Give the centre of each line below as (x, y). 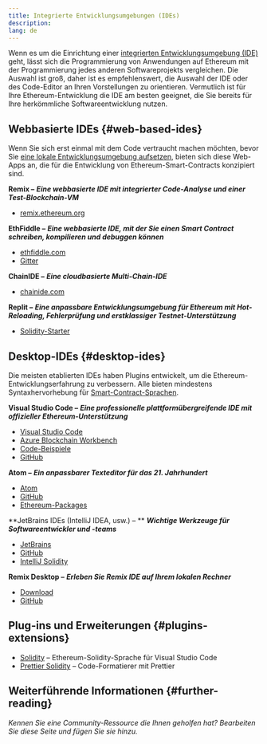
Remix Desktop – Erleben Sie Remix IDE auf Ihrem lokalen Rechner (120, 577)
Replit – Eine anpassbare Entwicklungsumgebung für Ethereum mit (122, 307)
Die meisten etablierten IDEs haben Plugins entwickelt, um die (110, 375)
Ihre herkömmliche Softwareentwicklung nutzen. (88, 104)
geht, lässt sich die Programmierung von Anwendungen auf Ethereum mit (129, 61)
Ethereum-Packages (53, 505)
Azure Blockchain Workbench (69, 440)
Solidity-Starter (45, 331)
